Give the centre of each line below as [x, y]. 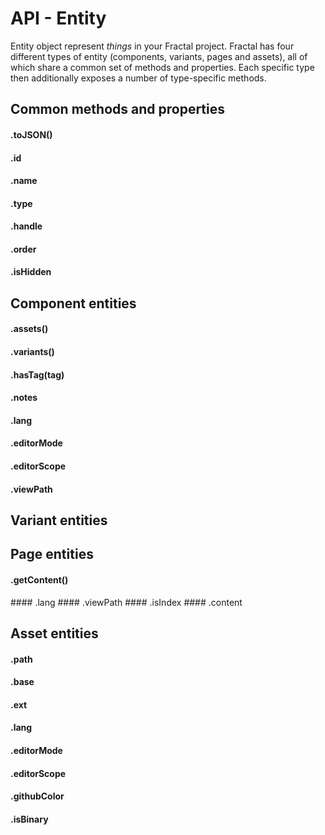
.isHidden [31, 272]
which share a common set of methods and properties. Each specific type [162, 67]
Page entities [52, 554]
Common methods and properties [118, 109]
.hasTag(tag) [37, 374]
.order [23, 249]
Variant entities [59, 520]
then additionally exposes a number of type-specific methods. [138, 78]
